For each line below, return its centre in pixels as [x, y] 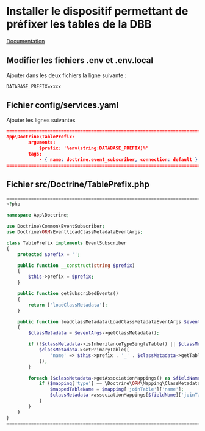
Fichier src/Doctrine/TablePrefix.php [78, 185]
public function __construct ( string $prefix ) [76, 265]
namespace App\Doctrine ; [38, 215]
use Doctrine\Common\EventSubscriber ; [56, 227]
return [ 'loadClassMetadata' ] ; [68, 305]
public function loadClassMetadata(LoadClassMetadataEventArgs [99, 322]
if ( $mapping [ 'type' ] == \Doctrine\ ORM [89, 384]
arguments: [42, 143]
